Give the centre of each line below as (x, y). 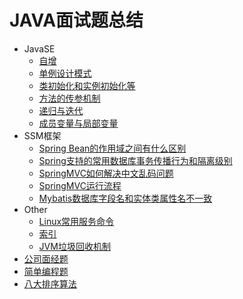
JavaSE (39, 48)
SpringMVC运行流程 (80, 185)
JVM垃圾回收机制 (74, 246)
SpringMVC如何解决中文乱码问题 (106, 173)
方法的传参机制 (69, 98)
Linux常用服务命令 (76, 221)
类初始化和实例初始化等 (87, 85)
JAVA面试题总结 (76, 20)
